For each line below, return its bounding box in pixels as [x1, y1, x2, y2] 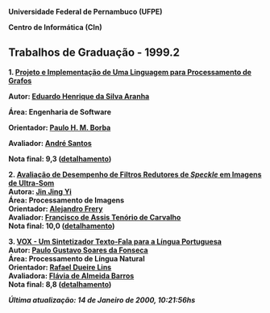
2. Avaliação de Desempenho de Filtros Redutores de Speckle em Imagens [8, 169, 262, 179]
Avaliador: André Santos [8, 138, 93, 148]
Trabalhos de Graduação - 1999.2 [8, 46, 180, 60]
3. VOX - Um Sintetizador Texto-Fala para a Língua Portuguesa [8, 236, 222, 246]
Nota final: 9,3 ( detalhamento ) [8, 153, 112, 164]
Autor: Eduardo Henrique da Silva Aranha [8, 91, 150, 101]
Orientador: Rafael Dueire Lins [8, 262, 112, 272]
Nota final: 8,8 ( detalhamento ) [8, 279, 112, 289]
